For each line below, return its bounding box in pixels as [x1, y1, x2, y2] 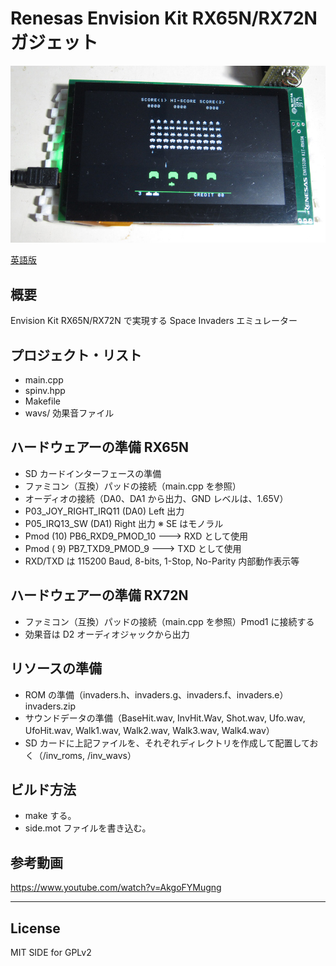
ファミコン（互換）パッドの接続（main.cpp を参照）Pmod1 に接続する [24, 615, 315, 627]
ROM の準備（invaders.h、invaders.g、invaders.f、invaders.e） [24, 688, 289, 701]
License [10, 920, 61, 937]
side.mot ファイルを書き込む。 [24, 822, 152, 834]
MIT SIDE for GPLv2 [10, 946, 92, 958]
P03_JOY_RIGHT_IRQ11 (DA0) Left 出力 [24, 505, 185, 517]
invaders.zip [24, 700, 77, 712]
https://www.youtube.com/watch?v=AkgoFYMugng [10, 882, 222, 894]
